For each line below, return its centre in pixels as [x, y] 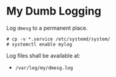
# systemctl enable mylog [39, 44]
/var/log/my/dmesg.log [44, 68]
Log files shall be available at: [43, 55]
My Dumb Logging [54, 11]
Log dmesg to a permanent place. [47, 28]
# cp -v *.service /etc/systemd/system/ [59, 39]
